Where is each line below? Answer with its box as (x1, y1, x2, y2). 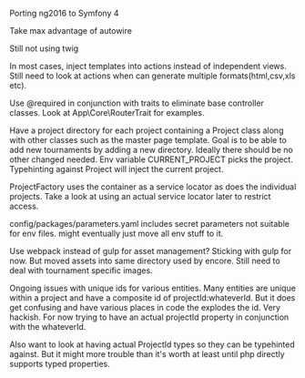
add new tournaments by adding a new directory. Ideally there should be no (9, 145, 293, 155)
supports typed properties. (9, 359, 111, 369)
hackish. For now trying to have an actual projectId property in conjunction (9, 312, 290, 322)
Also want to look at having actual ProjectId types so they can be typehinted (9, 339, 296, 350)
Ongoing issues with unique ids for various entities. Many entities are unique (9, 282, 296, 293)
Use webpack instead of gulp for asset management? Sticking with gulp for (9, 246, 292, 256)
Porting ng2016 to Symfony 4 (9, 8, 120, 18)
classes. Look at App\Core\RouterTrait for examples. (9, 107, 205, 117)
